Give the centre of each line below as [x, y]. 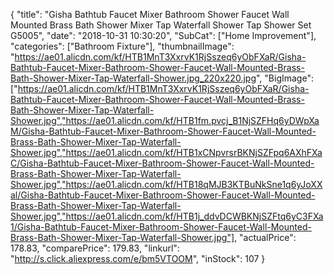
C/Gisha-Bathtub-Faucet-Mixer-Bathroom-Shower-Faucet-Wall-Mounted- [162, 163]
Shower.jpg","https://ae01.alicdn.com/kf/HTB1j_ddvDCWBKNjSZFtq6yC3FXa [167, 216]
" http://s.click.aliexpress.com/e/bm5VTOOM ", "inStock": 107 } [138, 258]
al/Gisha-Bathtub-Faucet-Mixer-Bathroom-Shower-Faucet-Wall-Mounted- [163, 195]
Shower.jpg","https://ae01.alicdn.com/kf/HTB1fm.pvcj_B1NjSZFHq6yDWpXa [165, 120]
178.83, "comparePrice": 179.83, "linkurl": [95, 248]
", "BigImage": [284, 78]
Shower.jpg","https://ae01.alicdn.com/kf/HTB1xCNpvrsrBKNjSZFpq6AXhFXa [166, 152]
